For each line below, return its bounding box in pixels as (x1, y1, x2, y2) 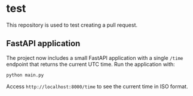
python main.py (6, 72, 44, 78)
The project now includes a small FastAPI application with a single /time (6, 54, 183, 61)
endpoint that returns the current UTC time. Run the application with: (6, 60, 175, 68)
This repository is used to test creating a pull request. (6, 21, 138, 28)
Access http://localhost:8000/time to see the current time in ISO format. (6, 82, 188, 90)
